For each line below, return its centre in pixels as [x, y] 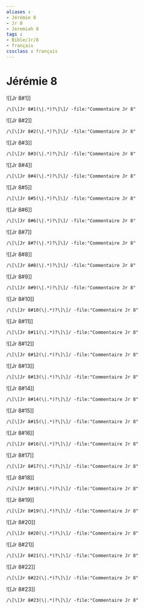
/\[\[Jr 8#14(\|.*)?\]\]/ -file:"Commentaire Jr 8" [72, 399]
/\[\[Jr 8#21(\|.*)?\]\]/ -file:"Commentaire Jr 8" [72, 555]
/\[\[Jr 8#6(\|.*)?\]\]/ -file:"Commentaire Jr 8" [71, 221]
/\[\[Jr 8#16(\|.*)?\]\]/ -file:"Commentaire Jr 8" [72, 444]
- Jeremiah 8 [23, 29]
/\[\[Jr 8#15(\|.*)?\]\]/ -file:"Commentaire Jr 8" [72, 421]
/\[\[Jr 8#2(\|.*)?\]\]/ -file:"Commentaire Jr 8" [71, 131]
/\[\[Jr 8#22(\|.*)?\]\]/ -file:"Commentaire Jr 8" [72, 578]
